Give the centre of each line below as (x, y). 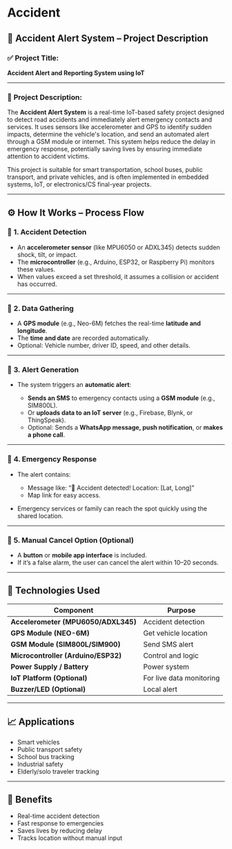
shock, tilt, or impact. (47, 254)
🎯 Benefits (30, 800)
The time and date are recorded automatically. (83, 338)
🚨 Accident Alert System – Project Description (108, 38)
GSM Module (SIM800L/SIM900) (66, 644)
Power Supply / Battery (50, 667)
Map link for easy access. (64, 495)
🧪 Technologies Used (54, 591)
